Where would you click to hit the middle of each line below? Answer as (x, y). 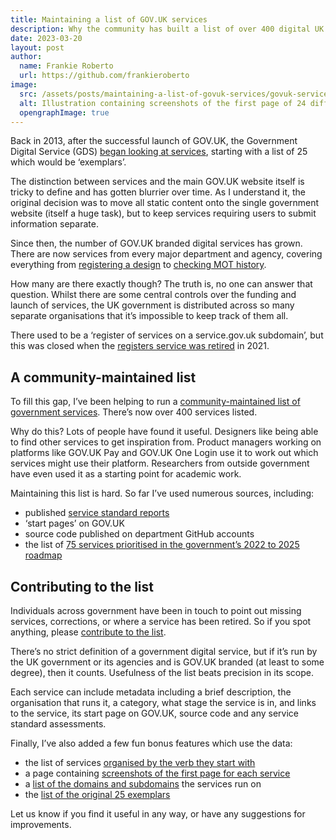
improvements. (41, 824)
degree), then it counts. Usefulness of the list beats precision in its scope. (162, 672)
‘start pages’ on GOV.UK (74, 523)
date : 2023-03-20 (46, 38)
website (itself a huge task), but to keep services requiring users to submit (163, 213)
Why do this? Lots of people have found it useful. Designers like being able (164, 432)
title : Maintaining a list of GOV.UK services (109, 19)
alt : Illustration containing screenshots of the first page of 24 (163, 103)
